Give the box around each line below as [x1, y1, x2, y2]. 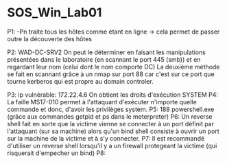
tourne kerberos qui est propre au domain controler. [7, 77, 154, 85]
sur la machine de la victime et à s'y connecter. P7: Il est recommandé [7, 134, 205, 142]
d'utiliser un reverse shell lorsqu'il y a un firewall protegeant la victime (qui [7, 141, 217, 150]
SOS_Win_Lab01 [7, 5, 102, 21]
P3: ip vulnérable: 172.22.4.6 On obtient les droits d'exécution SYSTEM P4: [7, 91, 218, 99]
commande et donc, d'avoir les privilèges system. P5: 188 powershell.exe [7, 105, 215, 113]
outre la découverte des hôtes [7, 34, 93, 43]
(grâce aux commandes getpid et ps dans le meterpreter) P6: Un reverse [7, 112, 213, 121]
